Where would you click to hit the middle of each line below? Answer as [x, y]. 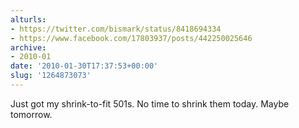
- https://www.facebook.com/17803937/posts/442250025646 [131, 38]
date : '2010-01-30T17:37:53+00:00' [84, 66]
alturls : [28, 19]
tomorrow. [31, 114]
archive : [28, 47]
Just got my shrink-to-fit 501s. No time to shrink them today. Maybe [150, 103]
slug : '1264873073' [51, 76]
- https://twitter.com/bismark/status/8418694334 [116, 29]
